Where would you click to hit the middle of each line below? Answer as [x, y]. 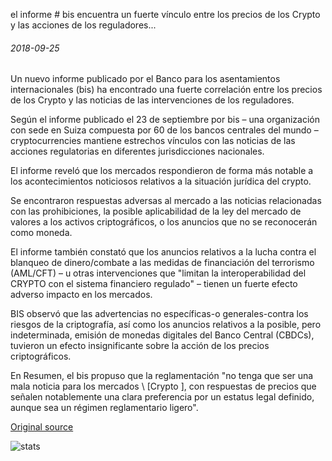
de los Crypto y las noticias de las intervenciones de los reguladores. [152, 100]
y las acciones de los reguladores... [83, 25]
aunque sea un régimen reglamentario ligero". [104, 408]
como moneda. [41, 233]
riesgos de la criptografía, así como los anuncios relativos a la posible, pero [166, 325]
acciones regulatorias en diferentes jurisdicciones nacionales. [137, 151]
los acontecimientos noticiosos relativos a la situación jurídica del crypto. [161, 181]
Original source [42, 427]
